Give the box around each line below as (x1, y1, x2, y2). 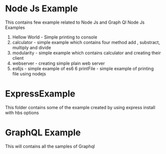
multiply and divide (12, 44, 51, 50)
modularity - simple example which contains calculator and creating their (12, 50, 161, 56)
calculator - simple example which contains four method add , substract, (12, 39, 161, 45)
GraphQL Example (5, 127, 81, 138)
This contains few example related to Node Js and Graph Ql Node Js (5, 19, 145, 25)
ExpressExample (5, 88, 76, 99)
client (12, 55, 24, 61)
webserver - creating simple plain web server (12, 60, 105, 66)
